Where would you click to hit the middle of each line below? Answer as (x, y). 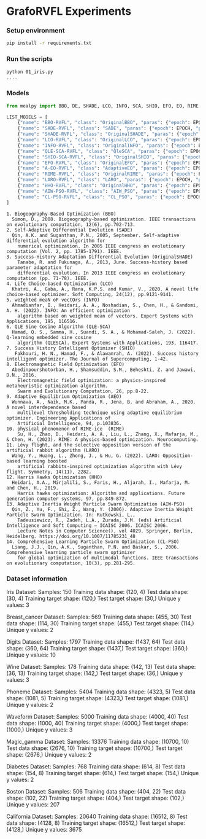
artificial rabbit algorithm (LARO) (53, 450)
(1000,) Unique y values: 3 (40, 730)
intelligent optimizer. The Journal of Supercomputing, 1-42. (87, 359)
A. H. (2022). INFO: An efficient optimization (68, 310)
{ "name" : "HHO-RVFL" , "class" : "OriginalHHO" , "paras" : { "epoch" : (104, 185)
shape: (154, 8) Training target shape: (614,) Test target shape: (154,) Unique (103, 773)
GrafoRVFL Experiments (69, 11)
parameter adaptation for (39, 267)
